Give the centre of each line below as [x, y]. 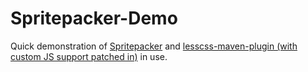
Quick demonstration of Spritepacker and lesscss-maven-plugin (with [154, 46]
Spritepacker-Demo [94, 18]
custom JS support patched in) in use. [89, 56]
